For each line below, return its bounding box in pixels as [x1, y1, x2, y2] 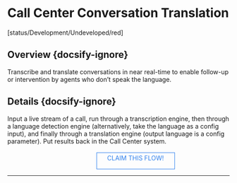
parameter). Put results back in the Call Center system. [7, 136, 167, 146]
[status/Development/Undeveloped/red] [7, 28, 123, 37]
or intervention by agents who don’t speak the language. [7, 75, 171, 83]
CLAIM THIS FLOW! [107, 153, 164, 162]
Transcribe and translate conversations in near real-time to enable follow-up [7, 67, 229, 76]
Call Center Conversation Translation [7, 5, 229, 21]
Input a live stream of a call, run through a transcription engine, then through [7, 114, 229, 123]
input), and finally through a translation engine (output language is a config [7, 129, 225, 138]
